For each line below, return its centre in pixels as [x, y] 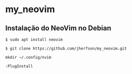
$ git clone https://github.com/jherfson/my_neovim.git [66, 49]
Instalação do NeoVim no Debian [58, 28]
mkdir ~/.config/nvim [28, 57]
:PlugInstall [19, 66]
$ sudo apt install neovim [34, 40]
